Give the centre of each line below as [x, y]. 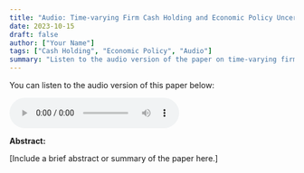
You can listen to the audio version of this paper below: [112, 85]
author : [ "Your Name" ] [52, 43]
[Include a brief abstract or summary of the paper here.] [114, 158]
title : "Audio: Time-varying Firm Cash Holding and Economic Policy [141, 18]
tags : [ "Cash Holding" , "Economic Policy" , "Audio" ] [111, 51]
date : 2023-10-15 [42, 26]
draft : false [34, 34]
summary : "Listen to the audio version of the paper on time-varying [143, 59]
